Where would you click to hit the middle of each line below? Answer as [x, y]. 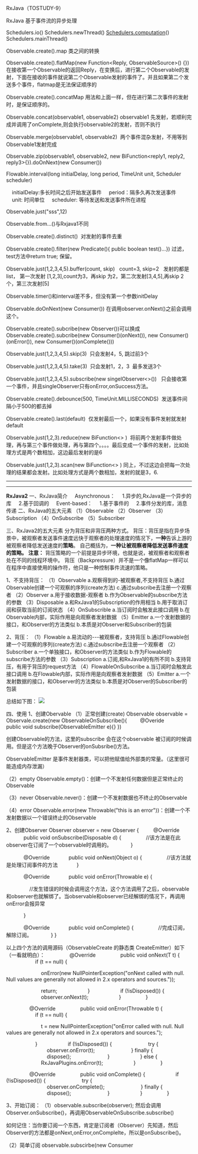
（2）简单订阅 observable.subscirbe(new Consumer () [72, 1145]
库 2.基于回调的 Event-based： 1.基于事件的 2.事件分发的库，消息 [97, 503]
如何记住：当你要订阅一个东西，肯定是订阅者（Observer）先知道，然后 [92, 1125]
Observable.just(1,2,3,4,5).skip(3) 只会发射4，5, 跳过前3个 [77, 354]
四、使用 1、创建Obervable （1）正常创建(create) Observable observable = [97, 714]
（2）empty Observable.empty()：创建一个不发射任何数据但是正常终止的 [95, 779]
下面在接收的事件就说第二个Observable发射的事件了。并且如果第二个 [100, 77]
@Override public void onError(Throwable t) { [96, 1008]
